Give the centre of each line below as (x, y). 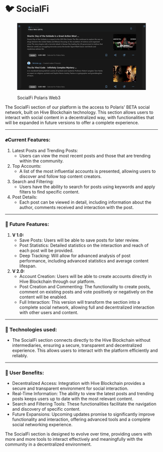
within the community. (41, 161)
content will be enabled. (43, 297)
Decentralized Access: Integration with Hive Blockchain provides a (78, 383)
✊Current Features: (28, 140)
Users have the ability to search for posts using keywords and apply (87, 187)
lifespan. (28, 266)
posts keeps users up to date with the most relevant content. (73, 399)
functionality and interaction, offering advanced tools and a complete (81, 419)
